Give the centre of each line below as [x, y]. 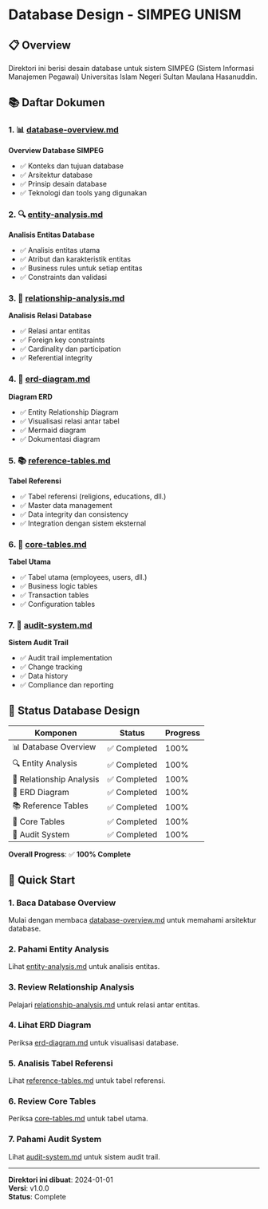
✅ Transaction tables [54, 595]
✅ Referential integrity [56, 358]
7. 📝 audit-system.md [51, 625]
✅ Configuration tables [57, 604]
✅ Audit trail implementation [66, 658]
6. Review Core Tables [52, 1101]
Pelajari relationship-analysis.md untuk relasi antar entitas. [104, 1004]
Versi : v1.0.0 [29, 1188]
